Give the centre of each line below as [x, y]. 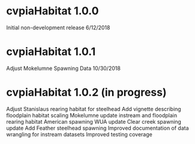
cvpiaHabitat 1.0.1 [51, 52]
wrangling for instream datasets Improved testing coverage [79, 134]
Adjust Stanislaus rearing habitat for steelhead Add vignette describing [94, 109]
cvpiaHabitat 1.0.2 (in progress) [86, 92]
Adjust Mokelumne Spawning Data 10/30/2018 [64, 68]
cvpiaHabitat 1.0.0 [52, 11]
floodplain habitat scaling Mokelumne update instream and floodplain [92, 115]
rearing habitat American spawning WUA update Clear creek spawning [94, 121]
